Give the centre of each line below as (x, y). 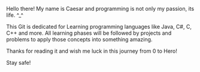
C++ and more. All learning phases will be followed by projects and (89, 33)
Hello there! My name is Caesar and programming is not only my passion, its (100, 9)
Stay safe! (19, 63)
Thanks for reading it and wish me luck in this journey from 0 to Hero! (92, 51)
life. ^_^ (15, 15)
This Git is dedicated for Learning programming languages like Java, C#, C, (99, 27)
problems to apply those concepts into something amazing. (79, 39)
